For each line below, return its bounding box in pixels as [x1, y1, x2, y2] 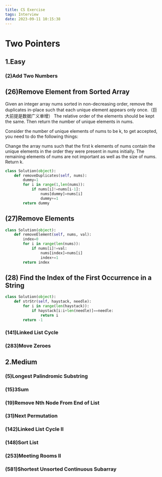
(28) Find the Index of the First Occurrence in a [5, 273, 152, 282]
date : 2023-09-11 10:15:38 [5, 16, 61, 21]
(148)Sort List [5, 439, 39, 446]
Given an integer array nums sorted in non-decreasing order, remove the [5, 101, 153, 107]
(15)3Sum [5, 386, 29, 393]
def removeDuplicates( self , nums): [14, 173, 87, 178]
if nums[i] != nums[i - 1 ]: [31, 187, 81, 192]
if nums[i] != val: [31, 246, 68, 251]
